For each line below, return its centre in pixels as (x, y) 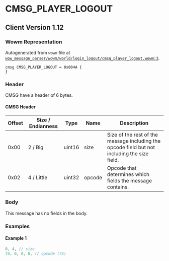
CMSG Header (21, 107)
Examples (18, 226)
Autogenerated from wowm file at (38, 52)
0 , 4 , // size (20, 249)
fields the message (130, 181)
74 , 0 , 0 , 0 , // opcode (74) (36, 253)
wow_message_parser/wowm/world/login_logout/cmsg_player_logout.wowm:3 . (82, 58)
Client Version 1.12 (34, 27)
